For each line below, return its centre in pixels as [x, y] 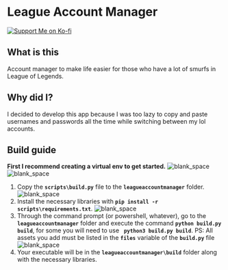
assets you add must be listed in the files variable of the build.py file [116, 238]
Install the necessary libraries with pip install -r [88, 202]
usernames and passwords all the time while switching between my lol [106, 121]
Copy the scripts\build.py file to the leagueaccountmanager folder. [111, 187]
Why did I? [30, 97]
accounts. [21, 129]
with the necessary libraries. [57, 260]
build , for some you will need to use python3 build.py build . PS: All [115, 230]
